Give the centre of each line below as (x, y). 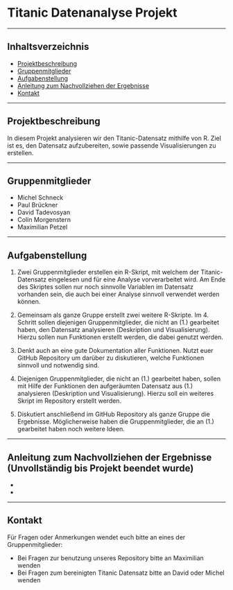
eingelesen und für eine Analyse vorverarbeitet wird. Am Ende (137, 279)
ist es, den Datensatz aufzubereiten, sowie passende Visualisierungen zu (112, 145)
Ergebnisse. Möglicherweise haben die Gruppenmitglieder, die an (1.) (116, 422)
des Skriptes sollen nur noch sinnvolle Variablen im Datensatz (105, 287)
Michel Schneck (40, 198)
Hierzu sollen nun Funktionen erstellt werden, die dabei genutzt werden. (120, 337)
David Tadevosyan (44, 212)
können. (29, 302)
